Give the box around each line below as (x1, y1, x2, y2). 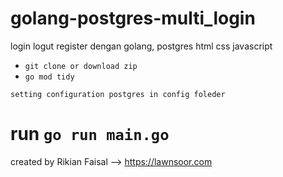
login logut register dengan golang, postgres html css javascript (10, 40, 273, 52)
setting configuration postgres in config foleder (10, 89, 226, 99)
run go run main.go (10, 123, 170, 146)
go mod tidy (24, 72, 75, 82)
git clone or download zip (24, 61, 138, 71)
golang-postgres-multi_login (10, 7, 256, 30)
